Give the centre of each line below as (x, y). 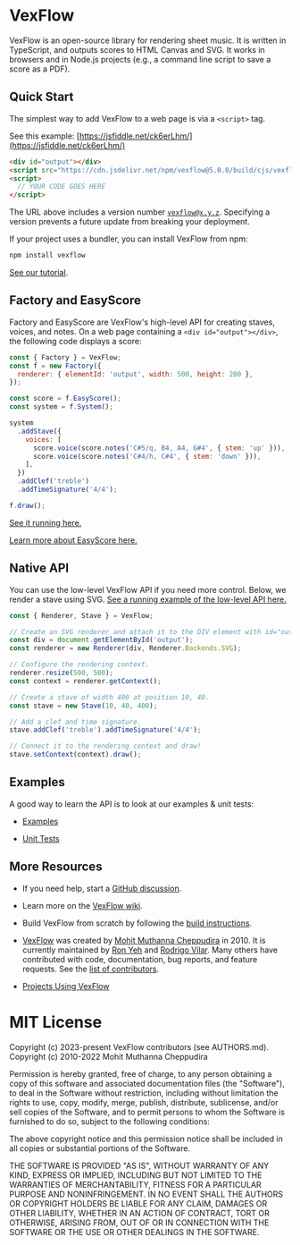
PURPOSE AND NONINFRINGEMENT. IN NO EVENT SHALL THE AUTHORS (146, 1194)
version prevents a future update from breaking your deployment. (129, 222)
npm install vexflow (48, 256)
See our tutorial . (39, 272)
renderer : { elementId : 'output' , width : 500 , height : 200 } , (135, 374)
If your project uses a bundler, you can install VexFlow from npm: (129, 239)
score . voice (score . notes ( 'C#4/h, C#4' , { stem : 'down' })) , (147, 456)
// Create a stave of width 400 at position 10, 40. (109, 697)
